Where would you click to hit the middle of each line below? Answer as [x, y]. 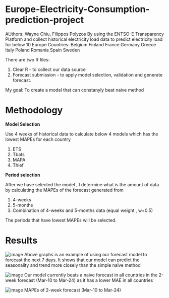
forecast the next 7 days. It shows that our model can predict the [72, 260]
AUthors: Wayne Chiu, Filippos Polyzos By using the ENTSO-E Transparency [84, 34]
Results [21, 241]
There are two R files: [27, 59]
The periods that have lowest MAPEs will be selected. [61, 220]
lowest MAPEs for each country [38, 139]
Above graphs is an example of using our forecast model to [86, 254]
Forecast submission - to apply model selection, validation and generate [88, 74]
